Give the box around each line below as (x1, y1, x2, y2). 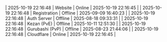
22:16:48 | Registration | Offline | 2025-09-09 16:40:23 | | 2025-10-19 (11, 10, 155, 16)
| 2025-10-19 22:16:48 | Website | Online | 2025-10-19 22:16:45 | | (5, 5, 142, 10)
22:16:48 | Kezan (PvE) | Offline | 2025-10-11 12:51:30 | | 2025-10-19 (5, 20, 146, 26)
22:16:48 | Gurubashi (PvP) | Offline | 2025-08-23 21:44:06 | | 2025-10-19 (5, 26, 158, 32)
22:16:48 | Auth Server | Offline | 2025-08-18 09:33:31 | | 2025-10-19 (5, 15, 148, 21)
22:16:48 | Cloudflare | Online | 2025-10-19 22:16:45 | (5, 31, 116, 37)
